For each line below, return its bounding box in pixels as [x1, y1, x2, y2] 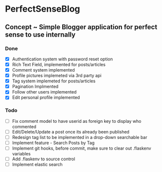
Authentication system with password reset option [12, 56, 113, 62]
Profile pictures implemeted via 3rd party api [12, 73, 102, 78]
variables [12, 151, 31, 156]
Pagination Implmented [12, 84, 59, 90]
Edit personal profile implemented [12, 95, 80, 100]
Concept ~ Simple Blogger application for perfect [5, 23, 158, 31]
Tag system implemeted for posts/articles [12, 78, 96, 84]
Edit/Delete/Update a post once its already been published [12, 129, 130, 134]
